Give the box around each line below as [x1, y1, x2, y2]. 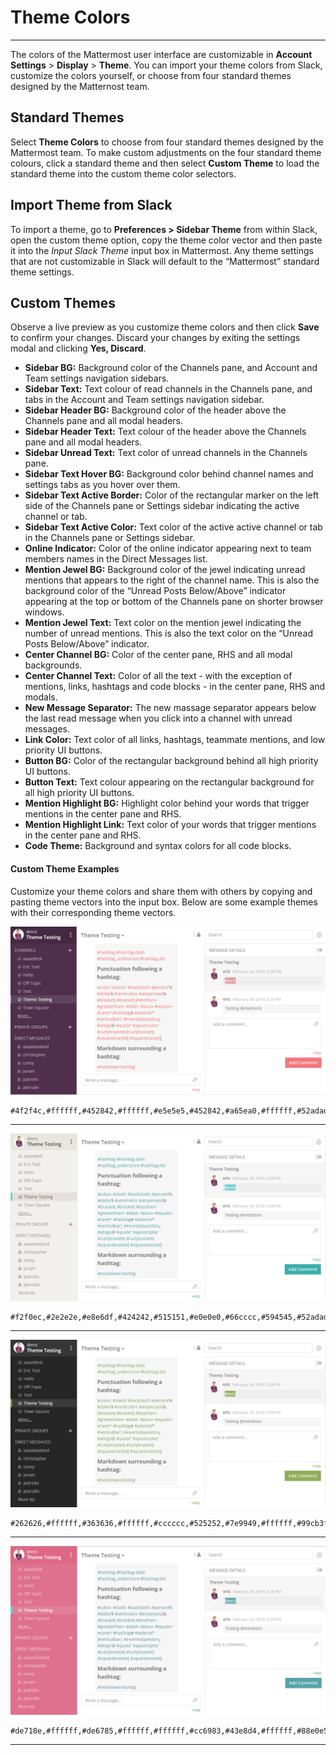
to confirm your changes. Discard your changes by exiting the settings [10, 332, 301, 344]
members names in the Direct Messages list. [24, 553, 208, 565]
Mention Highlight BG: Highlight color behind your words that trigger [24, 797, 310, 810]
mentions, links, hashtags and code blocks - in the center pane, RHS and [24, 681, 326, 693]
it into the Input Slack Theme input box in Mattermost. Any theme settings [10, 244, 314, 256]
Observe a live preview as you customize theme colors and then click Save [10, 321, 320, 333]
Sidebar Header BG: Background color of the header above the [24, 404, 287, 416]
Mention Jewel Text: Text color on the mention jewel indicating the [24, 617, 302, 629]
